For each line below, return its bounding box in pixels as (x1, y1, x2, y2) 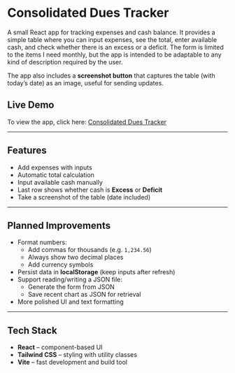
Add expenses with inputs (17, 163, 92, 171)
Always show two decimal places (27, 253, 124, 262)
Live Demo (7, 99, 55, 111)
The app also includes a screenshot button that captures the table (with (7, 71, 215, 80)
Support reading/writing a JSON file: (17, 275, 122, 284)
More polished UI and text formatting (17, 297, 124, 306)
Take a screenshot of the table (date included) (17, 192, 151, 201)
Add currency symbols (27, 260, 94, 269)
